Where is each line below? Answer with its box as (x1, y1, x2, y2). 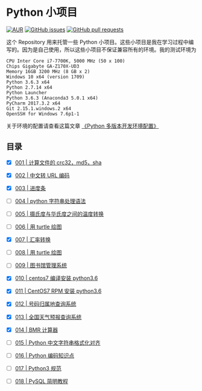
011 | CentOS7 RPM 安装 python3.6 (14, 288, 102, 295)
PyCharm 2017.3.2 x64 (6, 100, 61, 106)
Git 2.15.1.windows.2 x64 (6, 105, 71, 112)
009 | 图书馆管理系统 (14, 262, 68, 269)
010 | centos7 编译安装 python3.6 (14, 274, 98, 282)
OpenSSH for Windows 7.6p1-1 (6, 111, 80, 117)
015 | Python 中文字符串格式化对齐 (14, 339, 101, 346)
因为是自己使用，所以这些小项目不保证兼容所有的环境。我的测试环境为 (22, 46, 197, 53)
